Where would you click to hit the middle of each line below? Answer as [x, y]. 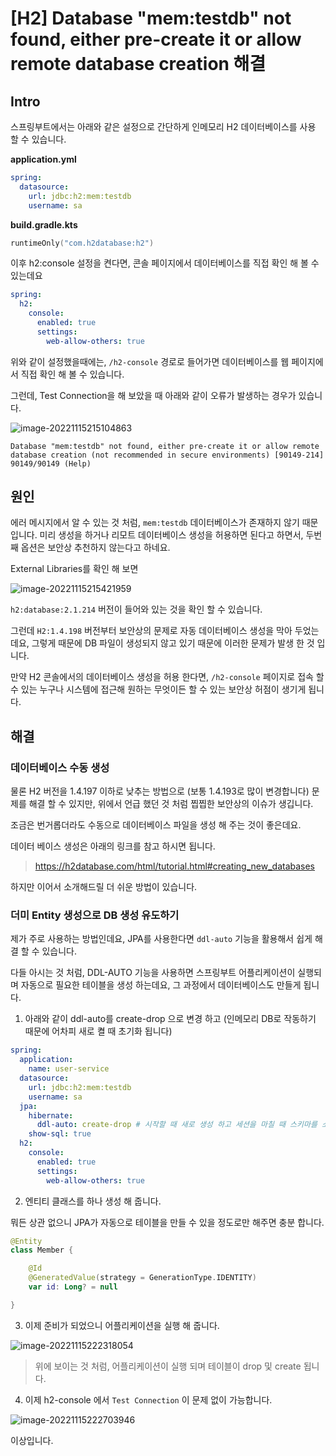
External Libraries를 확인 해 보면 [74, 569]
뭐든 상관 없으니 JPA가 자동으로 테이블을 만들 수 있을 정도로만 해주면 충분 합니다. [167, 1222]
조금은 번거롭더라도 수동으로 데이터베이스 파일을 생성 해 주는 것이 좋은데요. [156, 825]
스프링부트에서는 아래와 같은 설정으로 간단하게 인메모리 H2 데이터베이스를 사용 [163, 126]
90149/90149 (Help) [51, 463]
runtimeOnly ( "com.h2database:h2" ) [82, 243]
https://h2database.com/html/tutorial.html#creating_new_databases [175, 866]
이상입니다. [32, 1440]
